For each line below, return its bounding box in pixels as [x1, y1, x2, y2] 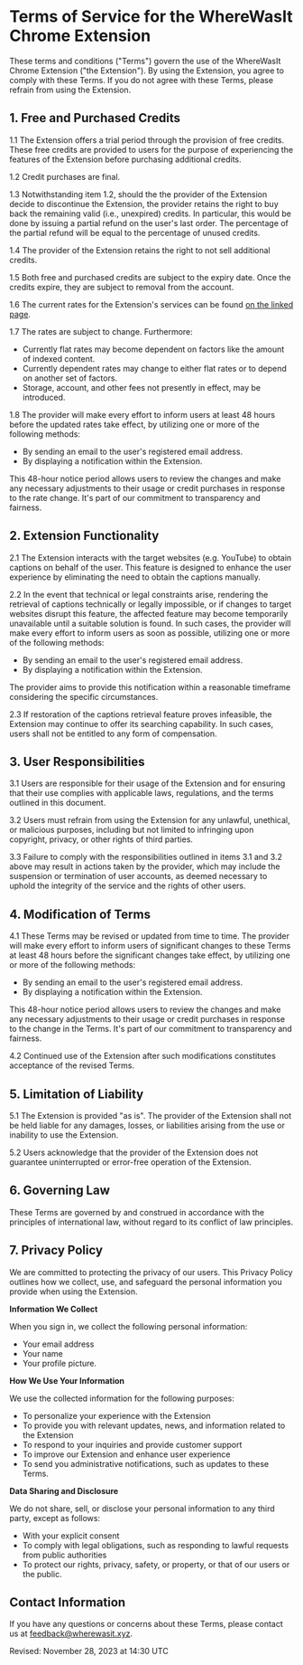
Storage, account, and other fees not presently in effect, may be [22, 382, 262, 393]
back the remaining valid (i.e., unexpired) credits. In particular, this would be [9, 208, 291, 219]
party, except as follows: [9, 1512, 101, 1523]
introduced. [22, 392, 66, 402]
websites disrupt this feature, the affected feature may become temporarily [9, 608, 289, 619]
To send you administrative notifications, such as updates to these [22, 1458, 269, 1469]
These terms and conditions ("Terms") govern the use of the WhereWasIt [9, 55, 281, 66]
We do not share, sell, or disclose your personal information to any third [9, 1503, 275, 1514]
